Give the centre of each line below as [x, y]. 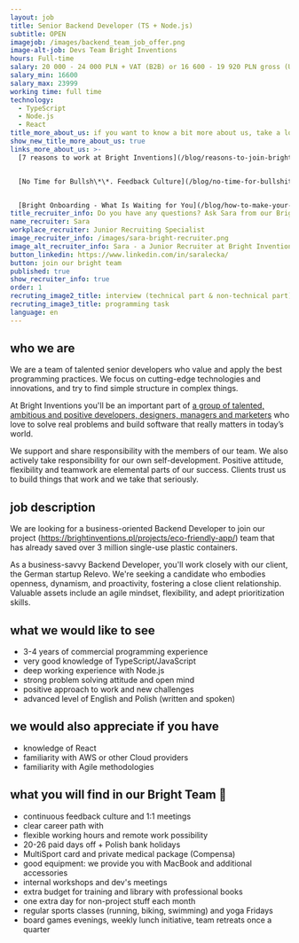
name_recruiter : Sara [50, 222]
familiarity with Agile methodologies [88, 766]
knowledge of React [59, 748]
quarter [36, 929]
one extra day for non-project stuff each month [109, 900]
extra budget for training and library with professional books [133, 892]
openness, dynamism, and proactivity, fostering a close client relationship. [146, 584]
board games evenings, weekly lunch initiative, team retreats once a [147, 920]
